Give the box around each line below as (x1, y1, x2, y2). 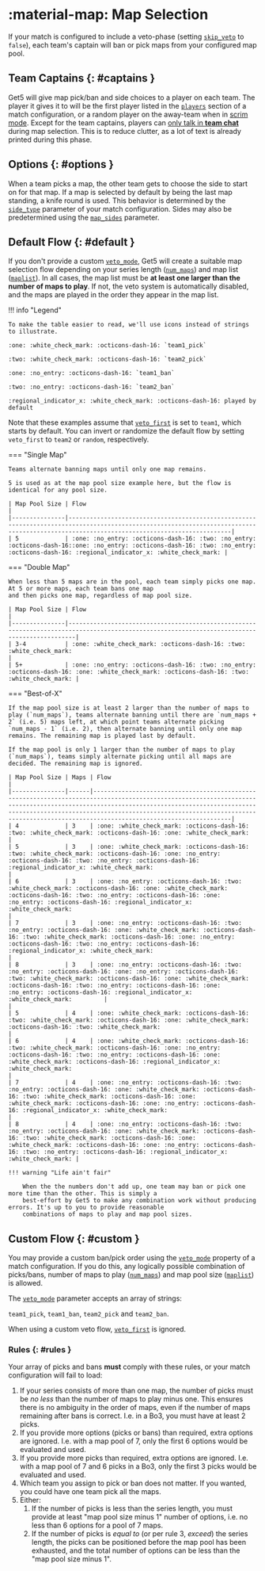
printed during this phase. (8, 135, 93, 144)
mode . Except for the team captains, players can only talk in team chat (8, 117, 239, 128)
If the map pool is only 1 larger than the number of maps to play (8, 746, 236, 754)
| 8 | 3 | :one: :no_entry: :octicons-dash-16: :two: (8, 961, 243, 969)
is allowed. (8, 1279, 44, 1288)
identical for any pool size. (8, 486, 108, 495)
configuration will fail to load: (8, 1370, 103, 1380)
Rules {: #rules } (8, 1344, 72, 1355)
